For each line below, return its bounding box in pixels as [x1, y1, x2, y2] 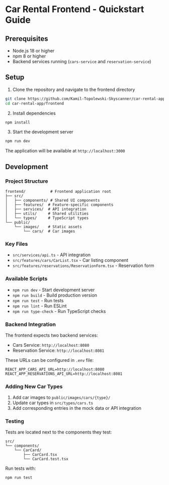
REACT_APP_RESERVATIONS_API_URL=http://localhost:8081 [5, 371, 123, 376]
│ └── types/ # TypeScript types [5, 215, 89, 221]
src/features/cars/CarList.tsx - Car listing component [12, 257, 128, 263]
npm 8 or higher [12, 53, 46, 59]
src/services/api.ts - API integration [12, 252, 91, 258]
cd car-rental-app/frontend [5, 101, 64, 106]
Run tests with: [5, 465, 36, 471]
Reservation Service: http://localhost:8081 [12, 347, 105, 353]
